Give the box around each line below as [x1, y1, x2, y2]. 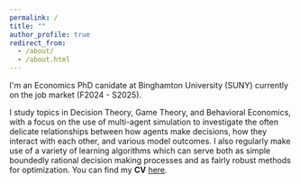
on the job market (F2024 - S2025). [9, 89, 142, 100]
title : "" [9, 22, 47, 31]
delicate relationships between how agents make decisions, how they [9, 126, 268, 136]
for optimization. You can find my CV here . [9, 164, 168, 175]
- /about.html [17, 55, 70, 64]
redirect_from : [9, 38, 67, 48]
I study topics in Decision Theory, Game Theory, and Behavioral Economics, [9, 107, 291, 117]
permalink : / [9, 13, 59, 23]
